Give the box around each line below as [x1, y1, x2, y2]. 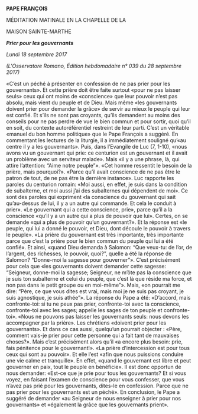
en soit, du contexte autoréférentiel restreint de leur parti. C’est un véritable [6, 124, 190, 131]
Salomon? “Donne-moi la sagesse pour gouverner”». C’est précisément [6, 256, 180, 263]
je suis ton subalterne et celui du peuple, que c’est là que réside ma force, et [6, 275, 192, 282]
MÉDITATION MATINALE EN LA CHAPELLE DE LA [6, 17, 126, 23]
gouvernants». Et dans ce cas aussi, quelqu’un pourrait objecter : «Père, [6, 326, 182, 332]
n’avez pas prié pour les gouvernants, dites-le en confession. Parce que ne [6, 382, 189, 389]
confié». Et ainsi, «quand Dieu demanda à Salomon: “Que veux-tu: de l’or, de [6, 244, 193, 251]
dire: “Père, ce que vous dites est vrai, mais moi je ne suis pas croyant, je [6, 288, 184, 295]
